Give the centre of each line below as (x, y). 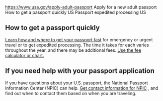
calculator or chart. (25, 55)
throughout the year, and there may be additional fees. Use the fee (73, 50)
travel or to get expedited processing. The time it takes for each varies (77, 45)
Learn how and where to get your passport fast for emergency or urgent (79, 39)
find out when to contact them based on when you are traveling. (71, 93)
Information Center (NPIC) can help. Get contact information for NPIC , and (82, 88)
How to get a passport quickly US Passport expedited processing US (76, 12)
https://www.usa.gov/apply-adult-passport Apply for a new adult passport (81, 7)
